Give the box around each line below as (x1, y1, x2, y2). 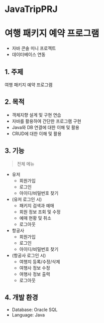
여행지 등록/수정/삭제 (19, 258, 60, 265)
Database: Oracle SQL (11, 307, 58, 313)
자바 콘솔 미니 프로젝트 (11, 45, 56, 51)
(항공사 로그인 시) (11, 252, 46, 258)
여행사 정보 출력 (19, 271, 50, 277)
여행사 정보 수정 (19, 265, 50, 271)
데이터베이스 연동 (11, 51, 46, 58)
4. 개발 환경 (4, 293, 38, 302)
